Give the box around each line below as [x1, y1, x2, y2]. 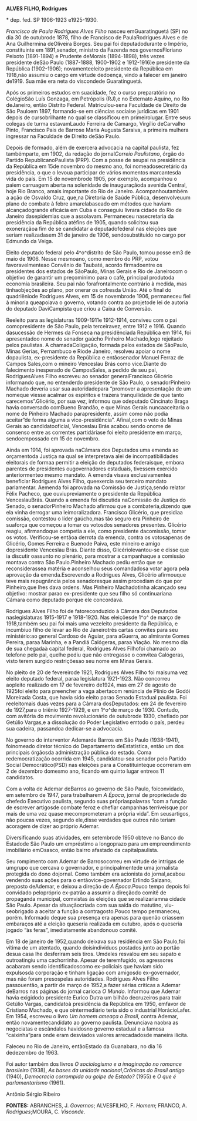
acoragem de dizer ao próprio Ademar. [6, 823, 100, 830]
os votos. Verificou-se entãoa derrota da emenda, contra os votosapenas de [6, 534, 191, 541]
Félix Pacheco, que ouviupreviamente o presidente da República [6, 490, 161, 497]
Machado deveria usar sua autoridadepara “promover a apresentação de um [6, 385, 191, 392]
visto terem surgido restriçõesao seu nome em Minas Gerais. [6, 658, 154, 664]
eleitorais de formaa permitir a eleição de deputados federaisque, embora [6, 459, 185, 466]
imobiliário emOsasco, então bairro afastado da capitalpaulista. [6, 847, 159, 853]
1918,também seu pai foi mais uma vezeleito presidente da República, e [6, 620, 178, 627]
